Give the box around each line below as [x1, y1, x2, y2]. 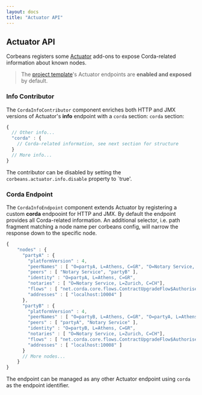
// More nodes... [22, 353, 66, 359]
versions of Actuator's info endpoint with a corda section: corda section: [6, 112, 185, 119]
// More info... [11, 152, 52, 158]
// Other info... [11, 130, 55, 136]
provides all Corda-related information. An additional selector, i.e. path [6, 216, 180, 224]
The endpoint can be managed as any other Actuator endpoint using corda [6, 375, 191, 383]
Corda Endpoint [6, 190, 53, 198]
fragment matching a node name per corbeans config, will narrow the [6, 223, 179, 230]
